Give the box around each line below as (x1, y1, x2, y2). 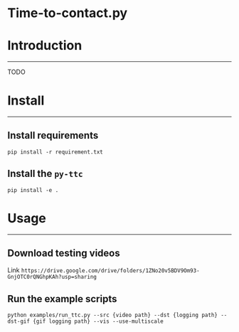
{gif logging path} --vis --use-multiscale (33, 318, 164, 325)
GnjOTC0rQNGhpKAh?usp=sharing (7, 274, 97, 281)
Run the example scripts (7, 293, 117, 305)
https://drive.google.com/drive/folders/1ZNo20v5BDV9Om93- (21, 267, 201, 274)
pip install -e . (7, 186, 59, 193)
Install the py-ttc (7, 168, 83, 180)
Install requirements (7, 129, 99, 141)
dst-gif (7, 318, 31, 325)
